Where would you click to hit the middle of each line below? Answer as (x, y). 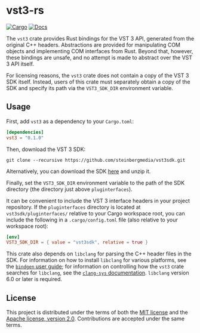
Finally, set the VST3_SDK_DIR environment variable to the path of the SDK (96, 183)
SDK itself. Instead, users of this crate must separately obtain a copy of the (98, 82)
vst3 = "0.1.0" (25, 138)
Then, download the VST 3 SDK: (46, 149)
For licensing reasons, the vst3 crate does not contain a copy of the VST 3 (98, 75)
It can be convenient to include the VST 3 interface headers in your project (98, 201)
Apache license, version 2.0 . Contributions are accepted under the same (96, 319)
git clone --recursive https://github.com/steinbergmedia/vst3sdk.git (96, 160)
